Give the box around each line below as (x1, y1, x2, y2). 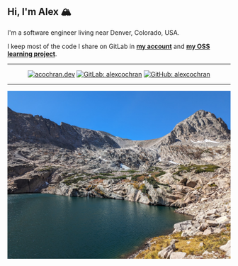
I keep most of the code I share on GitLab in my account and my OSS (7, 42, 210, 50)
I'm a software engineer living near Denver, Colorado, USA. (7, 28, 180, 37)
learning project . (7, 49, 57, 58)
